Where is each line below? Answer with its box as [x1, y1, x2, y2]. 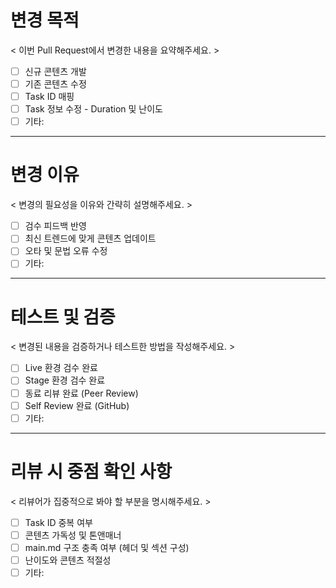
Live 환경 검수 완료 [24, 362, 98, 374]
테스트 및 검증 [10, 306, 116, 328]
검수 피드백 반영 [24, 220, 87, 232]
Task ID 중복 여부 [24, 516, 93, 528]
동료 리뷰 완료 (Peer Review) [24, 387, 139, 399]
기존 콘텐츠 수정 [24, 78, 87, 90]
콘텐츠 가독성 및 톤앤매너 [24, 529, 122, 541]
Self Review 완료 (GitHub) [24, 399, 130, 411]
